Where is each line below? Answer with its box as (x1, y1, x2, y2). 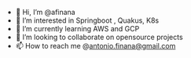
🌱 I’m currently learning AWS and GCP (15, 24, 140, 33)
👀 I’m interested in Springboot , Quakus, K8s (15, 16, 160, 25)
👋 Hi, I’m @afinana (15, 8, 76, 16)
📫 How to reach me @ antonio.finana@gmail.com (15, 42, 176, 50)
